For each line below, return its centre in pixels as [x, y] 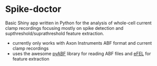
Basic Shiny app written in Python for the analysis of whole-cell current [78, 23]
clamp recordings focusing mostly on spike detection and [64, 28]
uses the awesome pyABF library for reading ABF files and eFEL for [81, 54]
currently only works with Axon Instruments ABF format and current [82, 43]
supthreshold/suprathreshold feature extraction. [54, 33]
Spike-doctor [33, 9]
